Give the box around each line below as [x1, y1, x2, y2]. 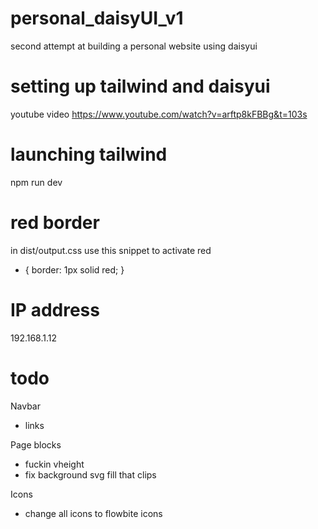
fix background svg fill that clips [24, 468, 157, 481]
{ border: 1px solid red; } [24, 263, 125, 276]
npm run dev [10, 176, 63, 188]
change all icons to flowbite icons [24, 507, 163, 519]
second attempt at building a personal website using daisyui [10, 40, 258, 52]
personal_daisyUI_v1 [10, 7, 184, 30]
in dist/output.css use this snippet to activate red [10, 244, 212, 256]
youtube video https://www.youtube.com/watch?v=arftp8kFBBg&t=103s [10, 108, 308, 120]
